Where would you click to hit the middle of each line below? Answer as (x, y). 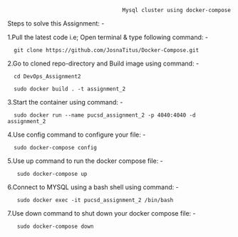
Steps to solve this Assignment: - (56, 23)
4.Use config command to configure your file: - (77, 135)
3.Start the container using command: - (65, 102)
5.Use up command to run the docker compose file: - (86, 161)
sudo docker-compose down (55, 226)
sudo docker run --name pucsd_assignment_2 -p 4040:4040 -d (105, 115)
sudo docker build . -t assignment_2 (70, 89)
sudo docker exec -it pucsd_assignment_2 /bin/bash (95, 200)
